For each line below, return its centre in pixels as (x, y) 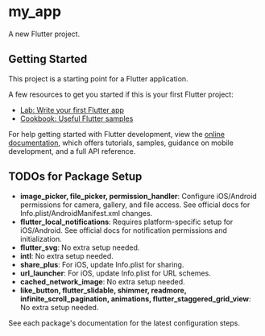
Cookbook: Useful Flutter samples (77, 118)
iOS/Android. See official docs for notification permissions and (124, 230)
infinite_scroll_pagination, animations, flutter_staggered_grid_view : (135, 299)
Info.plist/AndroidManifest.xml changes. (86, 213)
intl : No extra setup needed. (67, 255)
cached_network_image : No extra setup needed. (102, 281)
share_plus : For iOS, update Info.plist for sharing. (102, 264)
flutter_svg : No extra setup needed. (80, 247)
